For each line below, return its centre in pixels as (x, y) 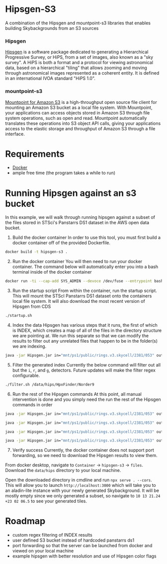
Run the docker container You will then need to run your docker (77, 262)
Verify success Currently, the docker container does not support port (83, 450)
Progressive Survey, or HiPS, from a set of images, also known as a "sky (79, 57)
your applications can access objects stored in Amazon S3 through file (78, 112)
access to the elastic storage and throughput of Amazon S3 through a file (80, 128)
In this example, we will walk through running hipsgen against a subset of (80, 217)
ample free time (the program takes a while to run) (64, 173)
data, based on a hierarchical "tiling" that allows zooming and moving (76, 68)
